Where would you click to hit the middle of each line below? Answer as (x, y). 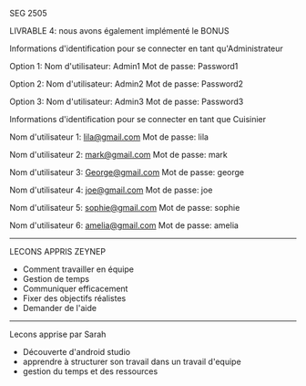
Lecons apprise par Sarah (58, 334)
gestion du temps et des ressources (90, 371)
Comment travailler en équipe (78, 269)
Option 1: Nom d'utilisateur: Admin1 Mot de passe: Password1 (124, 66)
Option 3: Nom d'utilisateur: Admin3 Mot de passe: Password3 (127, 101)
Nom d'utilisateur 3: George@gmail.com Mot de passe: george (127, 172)
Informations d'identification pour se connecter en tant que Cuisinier (138, 119)
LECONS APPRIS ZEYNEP (58, 251)
